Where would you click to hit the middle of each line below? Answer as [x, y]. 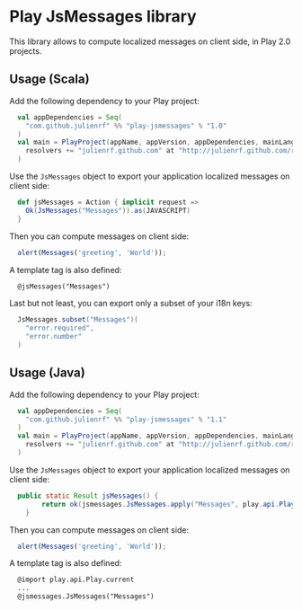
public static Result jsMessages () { [88, 496]
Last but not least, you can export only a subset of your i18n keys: [131, 304]
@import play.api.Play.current [76, 580]
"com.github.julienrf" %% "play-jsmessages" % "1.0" [126, 126]
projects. [26, 50]
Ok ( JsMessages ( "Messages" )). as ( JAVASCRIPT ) [108, 210]
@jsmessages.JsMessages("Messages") [86, 597]
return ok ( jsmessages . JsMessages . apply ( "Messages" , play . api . [160, 504]
